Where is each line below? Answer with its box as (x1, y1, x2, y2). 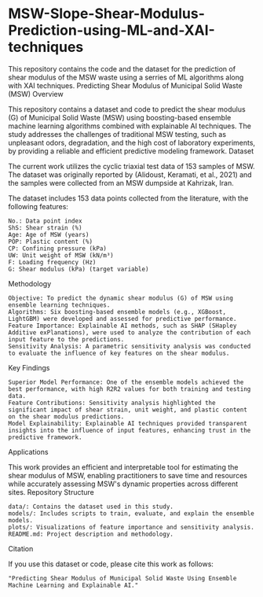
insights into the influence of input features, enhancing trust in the (8, 426, 251, 434)
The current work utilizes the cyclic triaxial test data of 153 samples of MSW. (8, 161, 255, 171)
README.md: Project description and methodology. (8, 530, 174, 538)
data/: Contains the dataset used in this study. (8, 503, 174, 510)
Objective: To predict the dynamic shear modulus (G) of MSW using (8, 294, 234, 302)
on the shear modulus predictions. (8, 412, 125, 421)
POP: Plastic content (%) (8, 238, 93, 245)
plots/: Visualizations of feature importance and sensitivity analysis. (8, 523, 255, 531)
